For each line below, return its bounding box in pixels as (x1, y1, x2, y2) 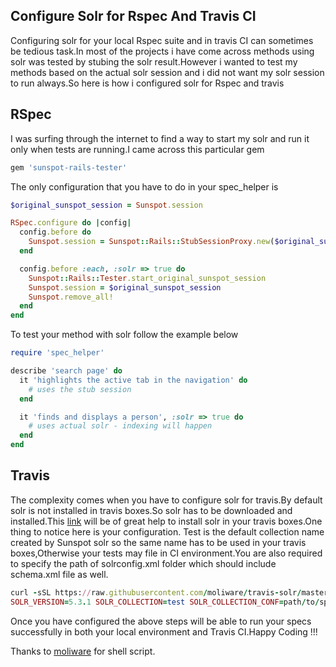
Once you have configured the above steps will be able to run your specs (10, 615, 312, 627)
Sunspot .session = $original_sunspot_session (28, 282, 222, 293)
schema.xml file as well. (10, 568, 109, 580)
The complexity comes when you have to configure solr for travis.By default (10, 494, 323, 506)
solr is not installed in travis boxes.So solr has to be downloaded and (10, 504, 293, 516)
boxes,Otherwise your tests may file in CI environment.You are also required (10, 547, 323, 559)
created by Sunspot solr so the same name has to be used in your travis (10, 536, 307, 548)
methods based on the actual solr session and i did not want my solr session (10, 66, 325, 78)
